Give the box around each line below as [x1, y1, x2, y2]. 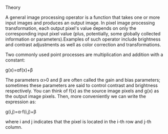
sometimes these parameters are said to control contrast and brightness [5, 82, 158, 88]
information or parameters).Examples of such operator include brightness [5, 36, 161, 42]
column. [5, 124, 23, 130]
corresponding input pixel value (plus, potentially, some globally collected [5, 31, 161, 36]
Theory [5, 5, 21, 10]
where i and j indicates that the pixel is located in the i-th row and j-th [5, 119, 152, 125]
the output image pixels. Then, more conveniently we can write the [5, 93, 146, 99]
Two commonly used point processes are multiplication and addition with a [5, 51, 163, 58]
